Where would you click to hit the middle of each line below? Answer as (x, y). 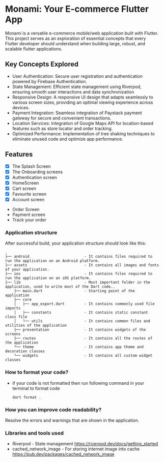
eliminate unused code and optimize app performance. (68, 139)
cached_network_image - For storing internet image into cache (76, 449)
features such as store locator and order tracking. (62, 128)
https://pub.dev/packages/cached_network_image (63, 454)
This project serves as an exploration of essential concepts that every (76, 38)
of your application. (27, 270)
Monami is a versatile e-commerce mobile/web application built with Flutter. (82, 33)
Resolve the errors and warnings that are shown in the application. (72, 420)
